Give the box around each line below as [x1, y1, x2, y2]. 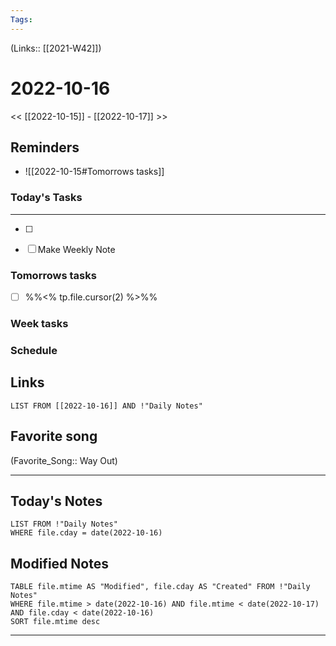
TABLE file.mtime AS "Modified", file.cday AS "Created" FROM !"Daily [10, 582, 311, 592]
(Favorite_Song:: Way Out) [10, 454, 118, 466]
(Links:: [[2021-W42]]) [10, 42, 102, 54]
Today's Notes [10, 492, 103, 510]
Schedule [10, 343, 58, 357]
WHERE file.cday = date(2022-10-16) [10, 528, 163, 538]
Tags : [10, 14, 33, 25]
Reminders [10, 139, 80, 156]
